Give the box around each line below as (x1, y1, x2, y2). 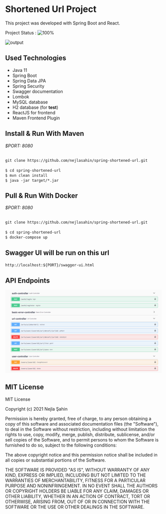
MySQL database (12, 99, 48, 105)
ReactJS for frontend (12, 109, 56, 115)
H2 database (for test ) (12, 104, 59, 110)
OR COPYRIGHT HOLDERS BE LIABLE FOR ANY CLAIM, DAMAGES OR (5, 488, 149, 494)
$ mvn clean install (5, 173, 48, 178)
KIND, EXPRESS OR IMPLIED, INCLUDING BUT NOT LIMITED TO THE (5, 472, 146, 478)
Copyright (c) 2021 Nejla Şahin (5, 406, 68, 412)
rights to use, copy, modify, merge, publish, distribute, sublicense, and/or (5, 431, 155, 438)
